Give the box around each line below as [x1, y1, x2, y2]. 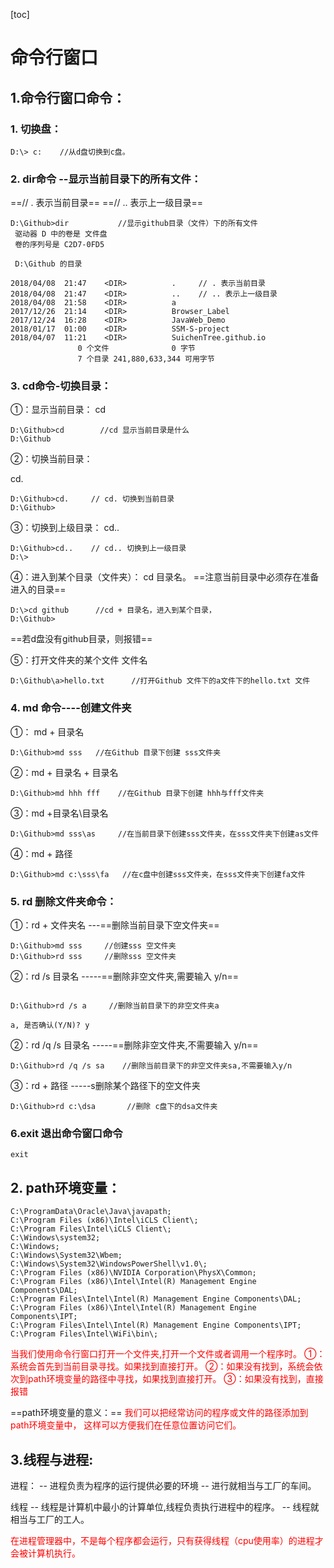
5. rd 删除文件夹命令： [10, 894, 117, 908]
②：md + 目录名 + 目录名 [10, 766, 119, 778]
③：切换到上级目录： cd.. [10, 522, 120, 534]
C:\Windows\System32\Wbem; [10, 1250, 123, 1261]
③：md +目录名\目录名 [10, 807, 109, 819]
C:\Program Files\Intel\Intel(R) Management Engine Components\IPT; [10, 1320, 302, 1331]
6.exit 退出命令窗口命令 [10, 1126, 123, 1140]
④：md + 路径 [10, 847, 73, 859]
